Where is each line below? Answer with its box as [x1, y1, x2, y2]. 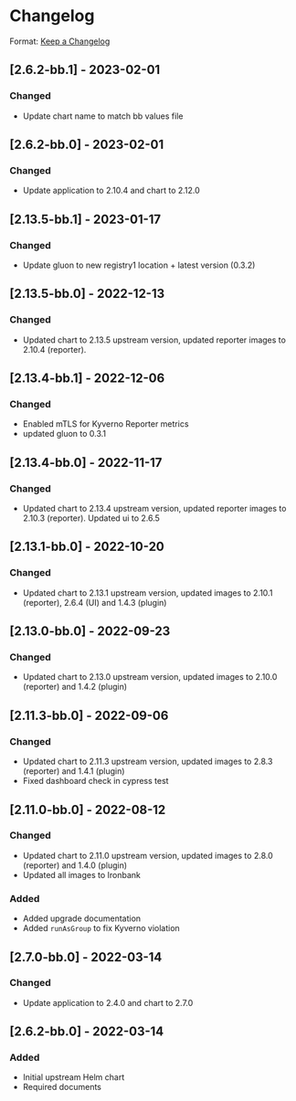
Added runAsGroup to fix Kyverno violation [22, 923, 180, 934]
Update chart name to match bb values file [22, 111, 184, 122]
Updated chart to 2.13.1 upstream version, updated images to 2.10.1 [22, 587, 273, 598]
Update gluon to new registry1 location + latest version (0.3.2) [22, 259, 256, 270]
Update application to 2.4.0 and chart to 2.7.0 [22, 997, 194, 1008]
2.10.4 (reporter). [22, 344, 87, 355]
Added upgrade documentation [22, 913, 142, 924]
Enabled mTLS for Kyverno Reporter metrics [22, 418, 189, 429]
